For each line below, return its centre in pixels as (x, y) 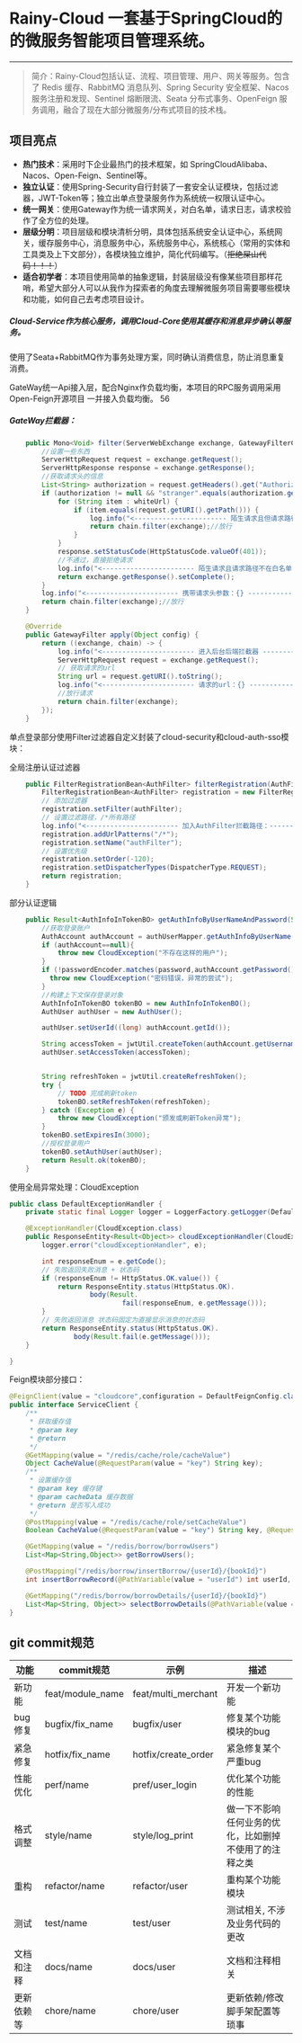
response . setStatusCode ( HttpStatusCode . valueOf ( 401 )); (162, 552)
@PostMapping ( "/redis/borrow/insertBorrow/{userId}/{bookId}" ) (147, 1571)
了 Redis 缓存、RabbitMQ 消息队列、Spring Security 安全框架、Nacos (160, 87)
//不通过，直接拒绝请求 (95, 560)
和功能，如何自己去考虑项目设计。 (85, 299)
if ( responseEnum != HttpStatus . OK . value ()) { (130, 1278)
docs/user (154, 1967)
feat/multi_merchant (175, 1694)
